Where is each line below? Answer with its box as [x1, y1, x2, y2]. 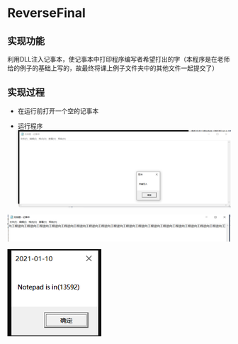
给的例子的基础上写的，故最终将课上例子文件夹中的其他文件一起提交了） [7, 64, 218, 72]
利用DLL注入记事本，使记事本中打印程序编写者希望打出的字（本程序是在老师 [7, 55, 230, 63]
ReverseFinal [7, 5, 86, 21]
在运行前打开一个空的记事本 [17, 106, 99, 115]
